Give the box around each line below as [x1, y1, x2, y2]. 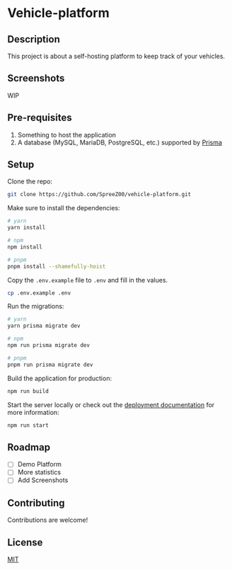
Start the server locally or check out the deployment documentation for [7, 400, 215, 409]
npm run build [7, 387, 50, 394]
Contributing [7, 497, 65, 509]
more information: [7, 408, 59, 416]
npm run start [7, 421, 50, 429]
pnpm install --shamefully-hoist [7, 263, 106, 270]
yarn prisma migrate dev [7, 322, 81, 330]
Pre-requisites [7, 112, 72, 124]
